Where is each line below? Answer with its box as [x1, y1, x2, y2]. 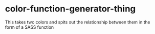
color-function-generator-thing [5, 3, 136, 14]
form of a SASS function [5, 24, 54, 30]
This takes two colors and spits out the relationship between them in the [5, 19, 151, 25]
